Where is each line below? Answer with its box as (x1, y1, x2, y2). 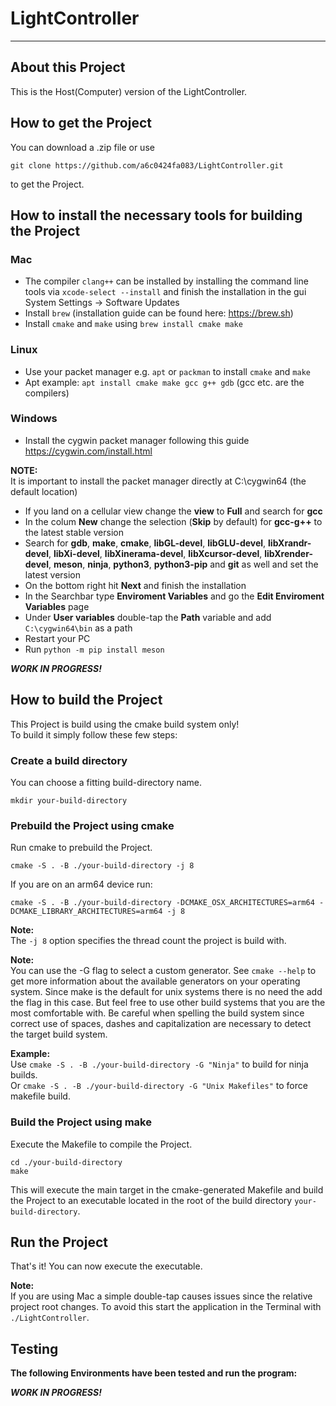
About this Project (10, 59, 126, 76)
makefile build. (10, 1090, 71, 1102)
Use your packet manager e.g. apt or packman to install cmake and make (24, 365, 311, 377)
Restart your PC (24, 632, 91, 644)
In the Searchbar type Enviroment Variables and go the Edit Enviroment (24, 590, 325, 602)
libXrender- (264, 547, 313, 559)
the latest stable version (24, 526, 124, 538)
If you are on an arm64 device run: (10, 878, 153, 891)
